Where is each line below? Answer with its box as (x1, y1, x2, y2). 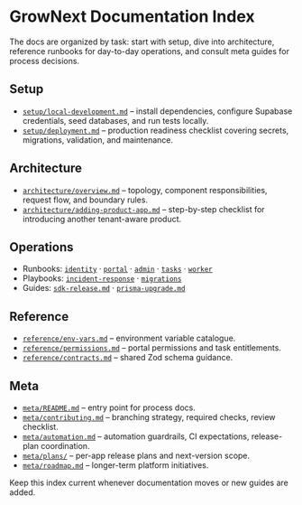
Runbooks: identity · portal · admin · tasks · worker (22, 264, 214, 275)
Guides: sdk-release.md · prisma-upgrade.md (22, 283, 186, 294)
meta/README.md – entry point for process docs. (22, 402, 197, 413)
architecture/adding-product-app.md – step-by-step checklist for (22, 203, 265, 214)
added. (9, 487, 36, 498)
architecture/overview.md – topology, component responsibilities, (22, 184, 268, 195)
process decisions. (9, 55, 79, 66)
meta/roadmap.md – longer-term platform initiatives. (22, 460, 209, 471)
